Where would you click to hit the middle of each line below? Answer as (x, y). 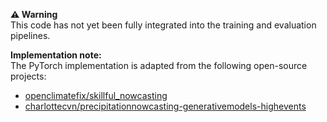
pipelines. (30, 35)
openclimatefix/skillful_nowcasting (96, 95)
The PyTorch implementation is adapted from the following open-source (159, 65)
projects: (28, 76)
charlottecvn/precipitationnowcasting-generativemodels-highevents (165, 106)
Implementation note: (56, 55)
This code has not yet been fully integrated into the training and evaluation (163, 25)
